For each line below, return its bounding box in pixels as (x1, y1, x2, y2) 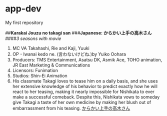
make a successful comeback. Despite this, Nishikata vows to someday (12, 93, 160, 100)
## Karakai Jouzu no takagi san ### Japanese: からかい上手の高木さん (5, 29, 152, 35)
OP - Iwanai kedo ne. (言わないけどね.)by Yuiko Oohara (12, 51, 126, 57)
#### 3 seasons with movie (5, 35, 61, 41)
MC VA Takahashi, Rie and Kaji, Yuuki (12, 45, 90, 51)
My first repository (5, 19, 43, 25)
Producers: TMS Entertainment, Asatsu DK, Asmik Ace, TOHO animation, (12, 56, 162, 62)
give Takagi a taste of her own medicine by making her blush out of (12, 99, 151, 105)
